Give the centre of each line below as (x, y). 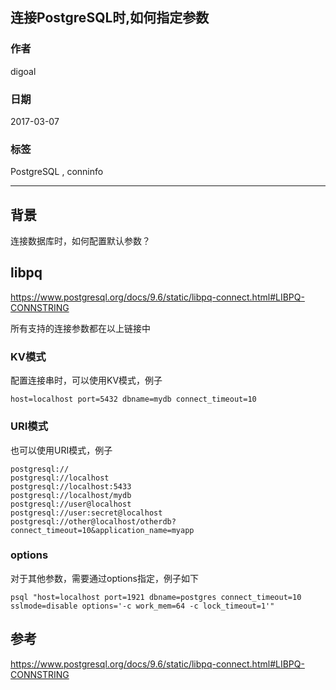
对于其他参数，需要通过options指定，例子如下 (104, 578)
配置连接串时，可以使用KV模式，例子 (86, 380)
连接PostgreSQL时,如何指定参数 (110, 18)
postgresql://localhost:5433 (71, 486)
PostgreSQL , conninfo (57, 172)
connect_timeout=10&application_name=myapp (102, 530)
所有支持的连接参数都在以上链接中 (80, 328)
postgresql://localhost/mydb (71, 495)
